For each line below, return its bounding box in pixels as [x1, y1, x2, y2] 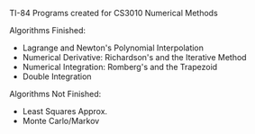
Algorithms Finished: [9, 25, 87, 35]
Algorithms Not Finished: [9, 89, 102, 99]
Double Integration [22, 71, 92, 82]
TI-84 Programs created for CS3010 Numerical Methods [9, 8, 218, 18]
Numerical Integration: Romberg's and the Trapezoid [22, 62, 218, 72]
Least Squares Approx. [22, 106, 108, 116]
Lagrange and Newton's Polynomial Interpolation [22, 42, 205, 53]
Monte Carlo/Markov [22, 116, 100, 126]
